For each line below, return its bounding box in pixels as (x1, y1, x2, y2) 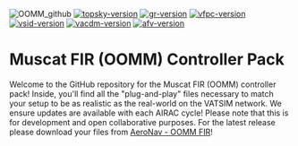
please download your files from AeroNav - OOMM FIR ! (9, 126, 213, 137)
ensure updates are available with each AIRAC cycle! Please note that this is (9, 107, 289, 118)
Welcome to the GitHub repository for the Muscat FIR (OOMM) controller (9, 79, 277, 90)
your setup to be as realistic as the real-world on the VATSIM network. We (9, 98, 282, 108)
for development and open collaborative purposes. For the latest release (9, 116, 276, 127)
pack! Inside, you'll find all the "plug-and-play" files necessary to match (9, 88, 275, 99)
